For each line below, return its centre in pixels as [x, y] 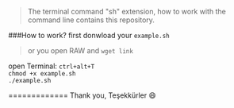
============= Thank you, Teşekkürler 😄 [82, 95]
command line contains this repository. [91, 20]
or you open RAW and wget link [80, 50]
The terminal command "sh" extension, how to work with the [127, 12]
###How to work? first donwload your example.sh [89, 35]
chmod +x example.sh [42, 74]
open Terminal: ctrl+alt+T [52, 66]
